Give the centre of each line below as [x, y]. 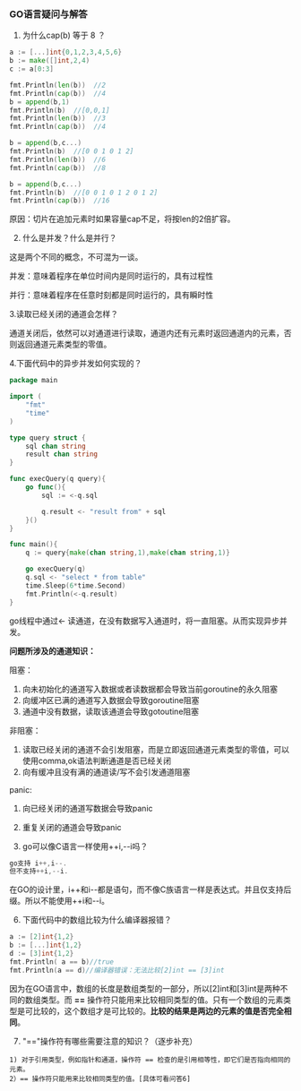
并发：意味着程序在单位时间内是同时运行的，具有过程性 [111, 276]
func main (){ [34, 545]
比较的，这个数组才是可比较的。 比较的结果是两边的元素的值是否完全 [158, 1010]
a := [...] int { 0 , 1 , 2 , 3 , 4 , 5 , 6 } [66, 52]
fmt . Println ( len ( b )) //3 [57, 118]
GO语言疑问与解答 [48, 13]
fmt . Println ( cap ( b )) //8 [57, 168]
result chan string [62, 454]
